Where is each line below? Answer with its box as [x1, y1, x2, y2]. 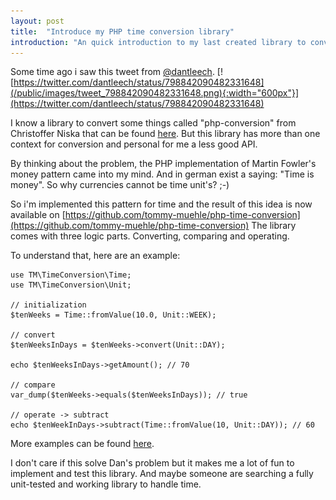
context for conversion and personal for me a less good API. [10, 138, 258, 150]
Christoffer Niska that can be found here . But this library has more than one [10, 128, 321, 140]
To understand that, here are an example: [10, 250, 181, 262]
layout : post [10, 16, 65, 26]
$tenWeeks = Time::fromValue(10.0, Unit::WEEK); [10, 310, 217, 320]
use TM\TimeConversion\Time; [10, 270, 132, 280]
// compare [10, 380, 56, 390]
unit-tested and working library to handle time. [10, 478, 202, 490]
